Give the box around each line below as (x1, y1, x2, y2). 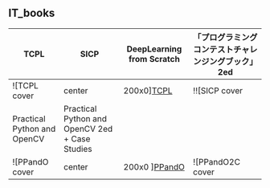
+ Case (63, 133, 91, 144)
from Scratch (128, 53, 181, 64)
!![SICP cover (192, 84, 243, 96)
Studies (63, 143, 92, 154)
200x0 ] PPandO (123, 161, 185, 172)
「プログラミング (192, 31, 258, 43)
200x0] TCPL (123, 84, 173, 96)
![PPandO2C (192, 156, 241, 167)
